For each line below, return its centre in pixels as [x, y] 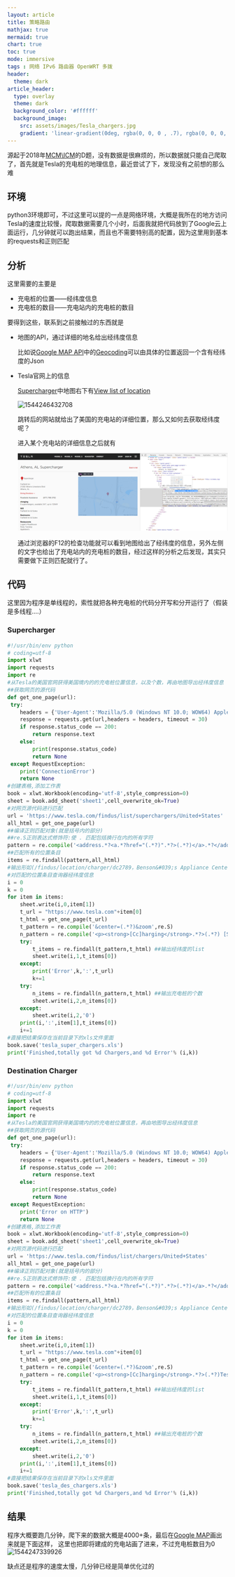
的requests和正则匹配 [38, 241]
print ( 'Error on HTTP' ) [55, 1212]
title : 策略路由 [29, 22]
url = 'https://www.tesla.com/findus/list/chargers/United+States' [108, 1256]
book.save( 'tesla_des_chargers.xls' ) [62, 1486]
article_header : [31, 89]
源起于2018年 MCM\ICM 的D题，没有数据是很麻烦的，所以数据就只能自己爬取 [117, 155]
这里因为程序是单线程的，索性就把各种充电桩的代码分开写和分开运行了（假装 [117, 603]
